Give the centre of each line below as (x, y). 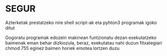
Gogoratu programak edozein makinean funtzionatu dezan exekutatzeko (81, 37)
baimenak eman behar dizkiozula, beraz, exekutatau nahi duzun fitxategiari (84, 42)
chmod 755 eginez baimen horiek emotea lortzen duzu (62, 48)
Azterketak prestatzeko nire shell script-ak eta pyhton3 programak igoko (81, 22)
